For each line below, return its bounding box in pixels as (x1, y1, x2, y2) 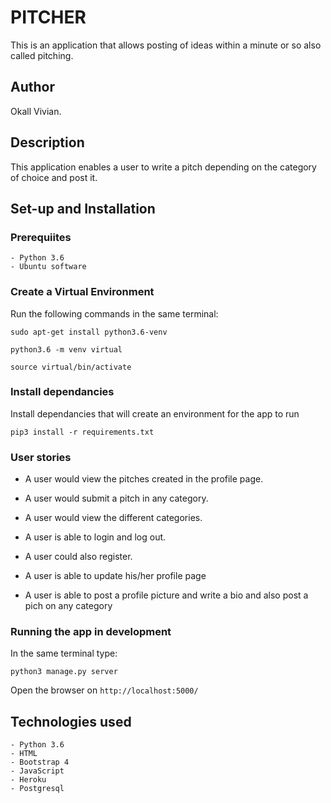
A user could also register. (24, 551, 133, 563)
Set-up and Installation (10, 200, 156, 217)
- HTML (10, 749, 38, 759)
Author (10, 79, 55, 96)
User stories (10, 450, 72, 464)
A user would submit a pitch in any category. (24, 492, 209, 505)
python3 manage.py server (10, 667, 118, 677)
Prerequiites (10, 230, 72, 244)
